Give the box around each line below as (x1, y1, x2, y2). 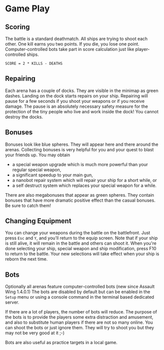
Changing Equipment (5, 217, 71, 225)
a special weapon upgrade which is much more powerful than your (12, 161, 148, 167)
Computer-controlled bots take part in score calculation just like (5, 46, 134, 52)
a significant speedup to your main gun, (12, 172, 93, 178)
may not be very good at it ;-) (5, 330, 65, 336)
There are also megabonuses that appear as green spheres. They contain (5, 192, 154, 198)
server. (5, 300, 20, 306)
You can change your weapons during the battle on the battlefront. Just (5, 230, 150, 236)
